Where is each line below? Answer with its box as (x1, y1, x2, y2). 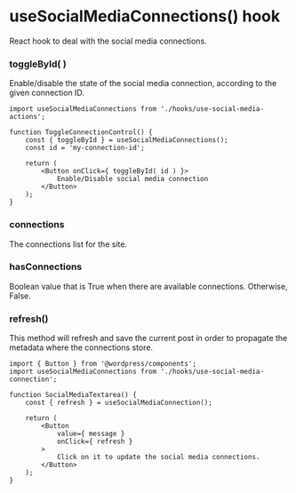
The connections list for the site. (9, 238, 127, 250)
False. (9, 290, 31, 301)
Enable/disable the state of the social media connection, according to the (9, 78, 277, 89)
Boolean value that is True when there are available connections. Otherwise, (9, 281, 288, 291)
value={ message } (56, 429, 125, 439)
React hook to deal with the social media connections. (9, 36, 207, 46)
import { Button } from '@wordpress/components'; (9, 360, 197, 369)
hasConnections (9, 260, 83, 273)
